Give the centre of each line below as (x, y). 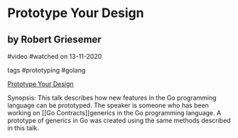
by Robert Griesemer (54, 39)
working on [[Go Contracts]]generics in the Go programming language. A (114, 113)
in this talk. (23, 128)
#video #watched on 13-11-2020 (55, 56)
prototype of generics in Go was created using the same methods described (119, 120)
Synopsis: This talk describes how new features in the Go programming (112, 98)
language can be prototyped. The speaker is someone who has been (108, 105)
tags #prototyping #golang (47, 70)
